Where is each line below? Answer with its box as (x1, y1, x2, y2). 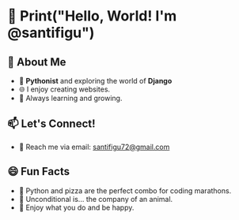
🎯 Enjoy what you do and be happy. (18, 203, 135, 212)
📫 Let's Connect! (7, 117, 96, 131)
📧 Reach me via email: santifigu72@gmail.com (18, 142, 170, 151)
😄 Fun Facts (7, 165, 70, 178)
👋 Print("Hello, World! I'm (7, 7, 177, 25)
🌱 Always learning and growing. (18, 94, 123, 103)
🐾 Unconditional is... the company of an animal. (18, 194, 173, 203)
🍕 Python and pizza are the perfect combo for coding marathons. (18, 185, 232, 196)
